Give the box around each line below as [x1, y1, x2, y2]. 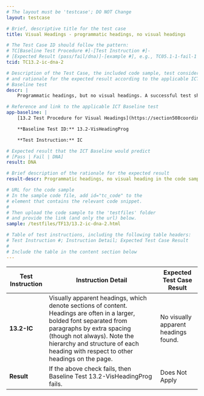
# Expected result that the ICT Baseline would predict [6, 148, 151, 154]
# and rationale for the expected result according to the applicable [6, 75, 189, 82]
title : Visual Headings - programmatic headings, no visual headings [6, 31, 186, 37]
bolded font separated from [49, 316, 127, 325]
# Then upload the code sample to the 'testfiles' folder [6, 209, 156, 216]
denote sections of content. [49, 301, 127, 310]
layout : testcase [6, 15, 50, 21]
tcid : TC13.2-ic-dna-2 [6, 59, 64, 65]
